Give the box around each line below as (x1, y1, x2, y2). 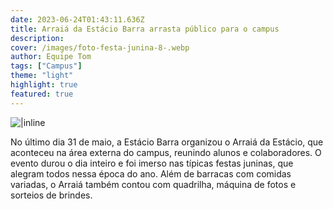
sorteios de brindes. (10, 189, 93, 201)
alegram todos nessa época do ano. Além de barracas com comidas (10, 167, 292, 180)
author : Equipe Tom (10, 52, 92, 62)
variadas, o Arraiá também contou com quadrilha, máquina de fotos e (10, 178, 297, 190)
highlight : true (10, 80, 78, 90)
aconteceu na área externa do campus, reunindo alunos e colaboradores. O (10, 146, 322, 158)
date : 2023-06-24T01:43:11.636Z (10, 14, 145, 25)
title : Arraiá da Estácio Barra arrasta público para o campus (10, 24, 280, 34)
